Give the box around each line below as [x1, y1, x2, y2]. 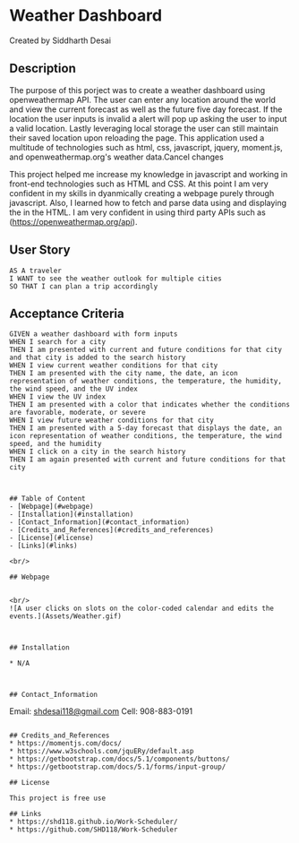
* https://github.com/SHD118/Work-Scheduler [9, 825, 178, 834]
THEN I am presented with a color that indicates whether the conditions [9, 400, 291, 409]
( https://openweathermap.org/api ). [9, 216, 138, 227]
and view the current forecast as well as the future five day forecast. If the [9, 104, 283, 115]
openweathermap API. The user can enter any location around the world [9, 94, 276, 105]
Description [9, 61, 76, 76]
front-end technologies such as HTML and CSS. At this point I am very [9, 178, 269, 189]
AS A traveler [9, 266, 63, 275]
